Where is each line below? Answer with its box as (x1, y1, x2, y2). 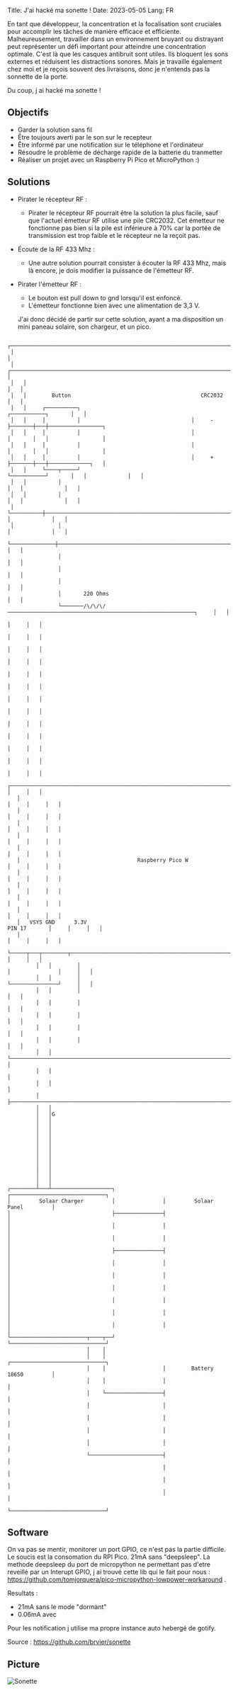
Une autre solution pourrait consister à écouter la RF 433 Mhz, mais (28, 259, 227, 267)
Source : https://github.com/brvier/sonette (7, 1637, 131, 1646)
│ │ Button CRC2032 (10, 392, 223, 399)
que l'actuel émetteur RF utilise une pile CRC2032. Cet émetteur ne (28, 216, 225, 225)
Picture (7, 1658, 40, 1670)
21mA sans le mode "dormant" (17, 1603, 107, 1611)
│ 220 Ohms (57, 590, 110, 597)
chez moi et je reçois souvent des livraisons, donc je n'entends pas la (7, 65, 210, 73)
